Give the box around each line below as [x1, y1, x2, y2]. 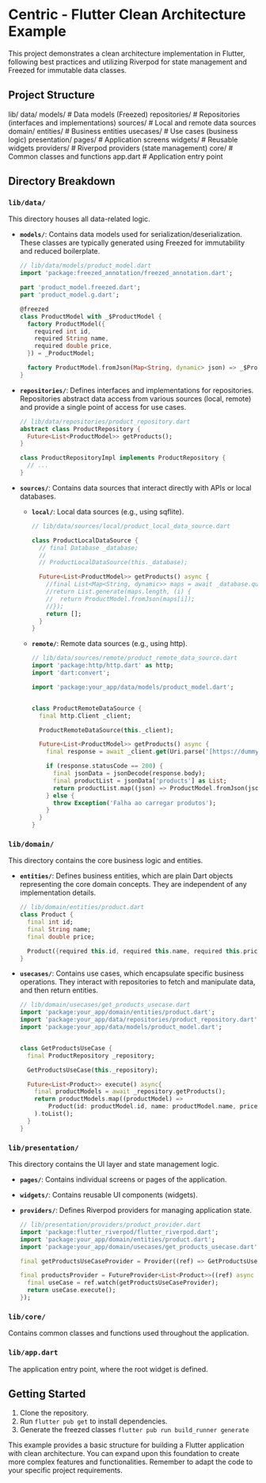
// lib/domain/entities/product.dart [19, 904, 145, 912]
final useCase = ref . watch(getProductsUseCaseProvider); [27, 1279, 219, 1287]
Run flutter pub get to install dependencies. [19, 1416, 168, 1426]
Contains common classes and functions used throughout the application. [8, 1328, 249, 1338]
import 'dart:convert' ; [31, 669, 111, 677]
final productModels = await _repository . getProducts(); [34, 1087, 226, 1095]
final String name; [27, 925, 91, 933]
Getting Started [8, 1387, 86, 1401]
